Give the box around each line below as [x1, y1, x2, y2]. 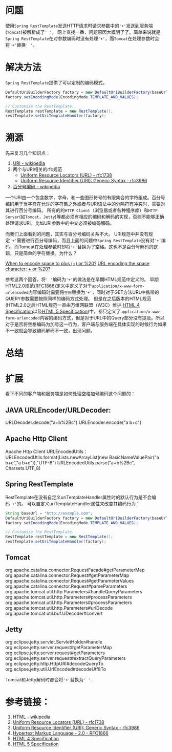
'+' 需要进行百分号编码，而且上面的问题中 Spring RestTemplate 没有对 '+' [10, 238, 161, 244]
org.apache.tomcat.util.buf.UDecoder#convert [5, 610, 103, 616]
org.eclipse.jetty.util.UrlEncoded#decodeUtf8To [5, 666, 106, 672]
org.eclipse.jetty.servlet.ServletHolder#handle [5, 638, 102, 645]
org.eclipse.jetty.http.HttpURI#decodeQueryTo [5, 660, 104, 667]
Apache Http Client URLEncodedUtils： [5, 448, 88, 455]
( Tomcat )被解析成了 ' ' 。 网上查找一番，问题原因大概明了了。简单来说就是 [5, 29, 161, 35]
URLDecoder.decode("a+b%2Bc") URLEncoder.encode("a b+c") [5, 419, 142, 425]
